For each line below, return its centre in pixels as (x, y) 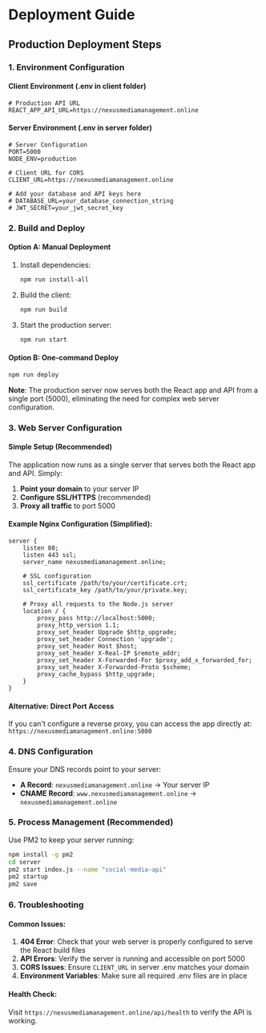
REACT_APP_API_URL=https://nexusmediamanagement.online (103, 110)
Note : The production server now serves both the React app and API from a (133, 389)
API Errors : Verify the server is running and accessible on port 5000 (133, 958)
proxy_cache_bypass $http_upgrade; (97, 675)
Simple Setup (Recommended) (60, 447)
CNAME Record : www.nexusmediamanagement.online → (108, 793)
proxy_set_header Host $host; (87, 647)
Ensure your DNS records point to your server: (85, 769)
